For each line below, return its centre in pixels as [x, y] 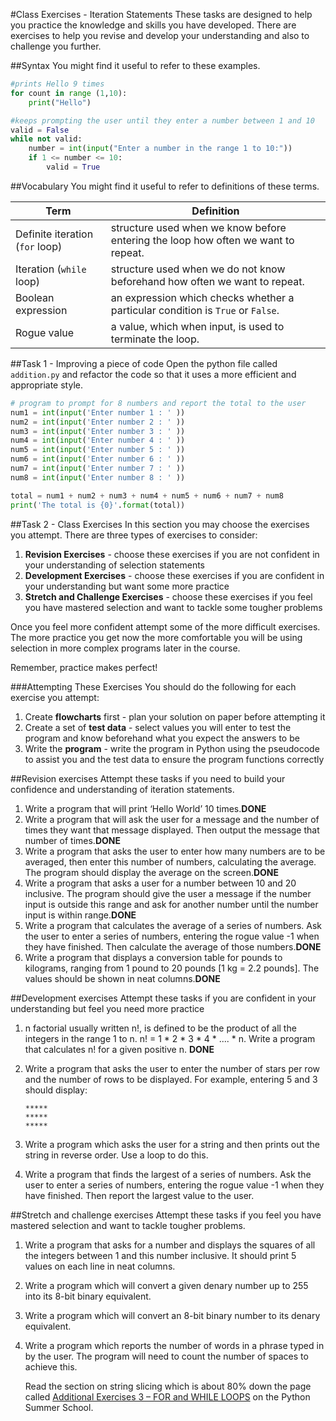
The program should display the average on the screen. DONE [152, 872]
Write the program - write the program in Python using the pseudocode [172, 748]
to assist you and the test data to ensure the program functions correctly [174, 759]
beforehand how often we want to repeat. [207, 281]
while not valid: [46, 139]
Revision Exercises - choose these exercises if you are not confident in [172, 554]
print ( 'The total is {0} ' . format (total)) [98, 505]
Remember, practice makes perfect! [84, 667]
